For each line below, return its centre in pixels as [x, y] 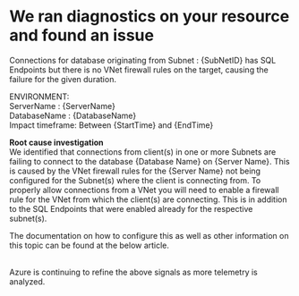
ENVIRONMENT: [39, 97]
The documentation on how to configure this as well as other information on [149, 235]
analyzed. [27, 281]
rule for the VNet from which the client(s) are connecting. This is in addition [148, 199]
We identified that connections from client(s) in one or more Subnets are [143, 152]
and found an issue [82, 35]
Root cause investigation [57, 142]
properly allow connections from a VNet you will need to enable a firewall [144, 190]
